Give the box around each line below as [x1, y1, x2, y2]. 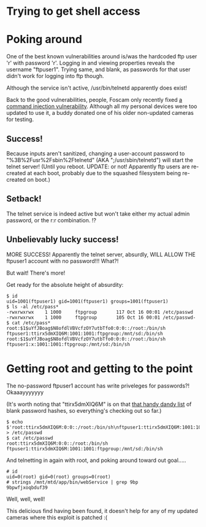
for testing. [6, 115, 34, 123]
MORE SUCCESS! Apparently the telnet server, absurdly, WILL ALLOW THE [6, 251, 196, 258]
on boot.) [27, 176, 50, 183]
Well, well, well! [6, 495, 45, 502]
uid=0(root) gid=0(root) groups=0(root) [6, 474, 112, 480]
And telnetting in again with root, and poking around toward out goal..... [6, 456, 186, 464]
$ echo [6, 419, 23, 425]
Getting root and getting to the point [6, 361, 193, 375]
